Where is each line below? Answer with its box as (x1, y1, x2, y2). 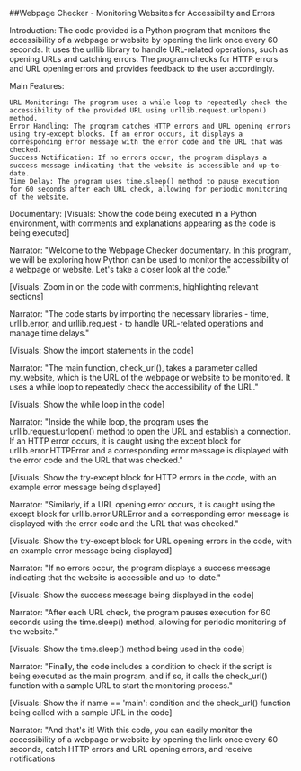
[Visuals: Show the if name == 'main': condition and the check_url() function (9, 697, 291, 708)
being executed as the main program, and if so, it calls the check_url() (9, 670, 268, 681)
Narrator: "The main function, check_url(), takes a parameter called (9, 363, 258, 372)
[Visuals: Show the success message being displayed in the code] (9, 589, 254, 600)
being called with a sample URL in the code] (9, 707, 173, 718)
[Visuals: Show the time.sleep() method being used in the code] (9, 643, 245, 654)
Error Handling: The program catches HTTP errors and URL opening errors (9, 121, 292, 130)
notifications (9, 753, 56, 764)
